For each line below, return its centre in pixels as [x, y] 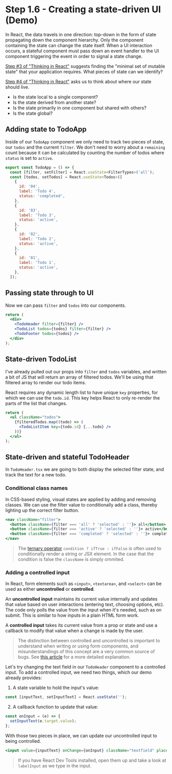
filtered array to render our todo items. [46, 382]
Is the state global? [33, 113]
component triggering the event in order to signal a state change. [74, 56]
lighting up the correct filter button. [42, 510]
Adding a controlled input [38, 573]
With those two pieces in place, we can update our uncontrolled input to [81, 736]
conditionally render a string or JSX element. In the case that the [86, 554]
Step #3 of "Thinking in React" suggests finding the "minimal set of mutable [85, 66]
